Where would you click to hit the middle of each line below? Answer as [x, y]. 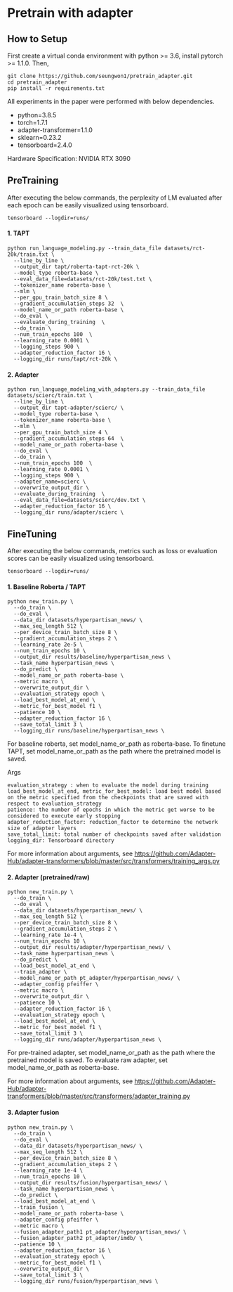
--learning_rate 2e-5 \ [48, 645]
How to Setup [38, 39]
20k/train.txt [28, 254]
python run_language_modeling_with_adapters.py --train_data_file [106, 389]
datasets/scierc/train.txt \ [50, 396]
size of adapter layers [42, 828]
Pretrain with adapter [70, 13]
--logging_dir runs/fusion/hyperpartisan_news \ [86, 1281]
